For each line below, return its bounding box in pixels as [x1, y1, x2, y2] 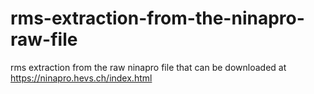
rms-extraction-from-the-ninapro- [10, 7, 305, 30]
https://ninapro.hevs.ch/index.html [10, 72, 153, 84]
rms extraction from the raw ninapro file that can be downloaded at [10, 61, 287, 73]
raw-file [10, 28, 78, 51]
